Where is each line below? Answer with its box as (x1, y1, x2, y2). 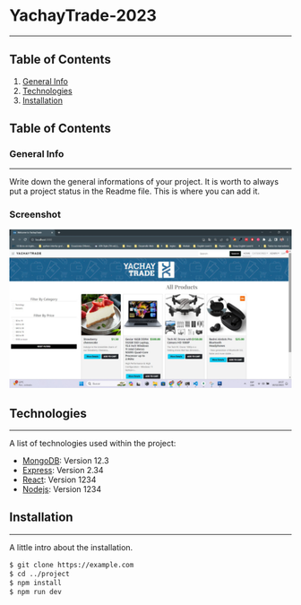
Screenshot (9, 208, 61, 220)
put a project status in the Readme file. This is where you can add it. (9, 186, 261, 197)
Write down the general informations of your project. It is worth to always (9, 177, 279, 187)
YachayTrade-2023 (9, 5, 157, 26)
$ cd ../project (9, 569, 70, 578)
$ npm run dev (9, 587, 63, 596)
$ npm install (9, 578, 63, 587)
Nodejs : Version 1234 (21, 484, 101, 495)
